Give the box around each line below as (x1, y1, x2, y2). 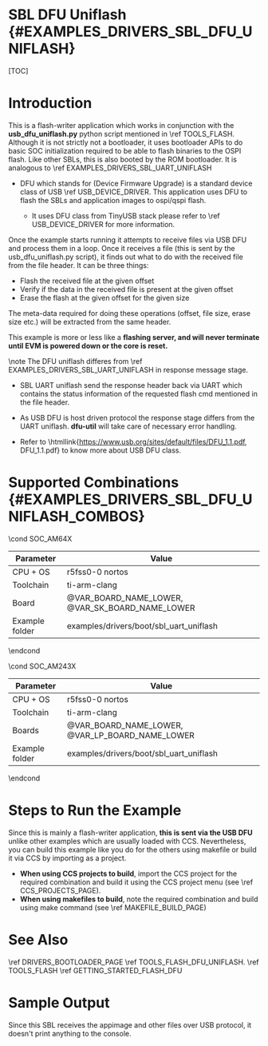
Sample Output (8, 993, 110, 1012)
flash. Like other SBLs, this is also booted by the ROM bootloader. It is (8, 154, 238, 164)
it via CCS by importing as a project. (8, 853, 127, 863)
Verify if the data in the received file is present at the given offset (19, 284, 234, 293)
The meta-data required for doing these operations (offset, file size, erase (8, 308, 251, 317)
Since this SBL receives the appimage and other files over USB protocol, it (8, 1020, 252, 1029)
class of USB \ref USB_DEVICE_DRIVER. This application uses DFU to (19, 186, 248, 197)
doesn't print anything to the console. (8, 1028, 132, 1038)
